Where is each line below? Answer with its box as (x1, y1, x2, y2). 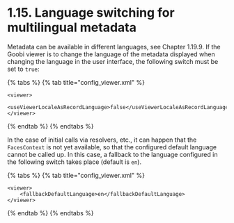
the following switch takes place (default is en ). (7, 158, 141, 166)
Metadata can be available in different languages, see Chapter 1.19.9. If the (7, 42, 221, 51)
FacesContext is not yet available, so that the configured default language (7, 142, 217, 151)
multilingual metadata (7, 19, 137, 35)
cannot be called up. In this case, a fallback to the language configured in (7, 150, 218, 158)
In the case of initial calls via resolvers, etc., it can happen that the (7, 135, 197, 144)
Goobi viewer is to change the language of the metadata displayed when (7, 50, 216, 58)
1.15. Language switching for (7, 5, 175, 21)
